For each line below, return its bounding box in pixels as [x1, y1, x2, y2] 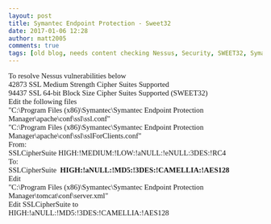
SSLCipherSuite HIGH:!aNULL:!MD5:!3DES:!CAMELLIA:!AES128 [8, 166, 230, 174]
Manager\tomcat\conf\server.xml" [8, 191, 109, 200]
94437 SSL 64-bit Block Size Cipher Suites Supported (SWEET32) [8, 89, 208, 97]
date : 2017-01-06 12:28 [8, 27, 89, 35]
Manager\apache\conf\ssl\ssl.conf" [8, 114, 110, 123]
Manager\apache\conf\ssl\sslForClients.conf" [8, 131, 142, 140]
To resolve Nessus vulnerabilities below [8, 72, 127, 81]
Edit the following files [8, 97, 77, 106]
